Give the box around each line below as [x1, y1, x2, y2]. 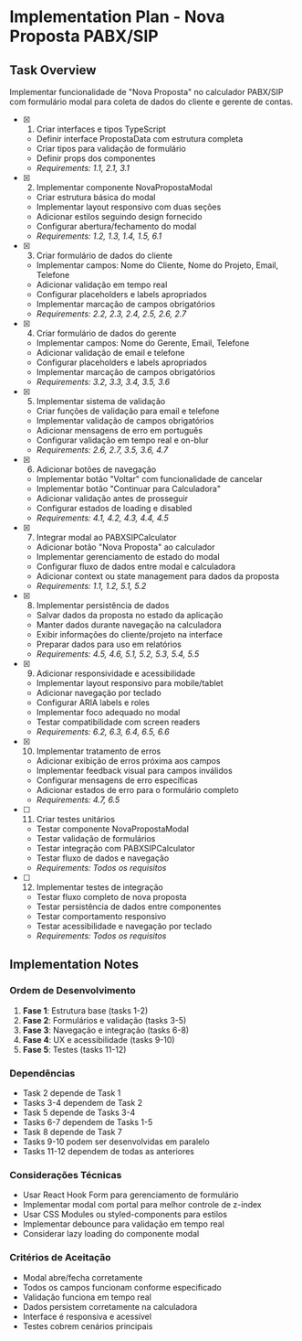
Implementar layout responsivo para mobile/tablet [36, 678, 224, 688]
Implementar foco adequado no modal [36, 707, 181, 717]
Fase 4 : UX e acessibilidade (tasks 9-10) [22, 1034, 175, 1045]
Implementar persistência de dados [36, 600, 170, 610]
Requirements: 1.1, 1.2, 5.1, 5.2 [36, 581, 147, 591]
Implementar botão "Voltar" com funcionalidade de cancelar [36, 474, 263, 484]
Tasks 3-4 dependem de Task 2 [22, 1097, 143, 1108]
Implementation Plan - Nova [9, 6, 225, 27]
